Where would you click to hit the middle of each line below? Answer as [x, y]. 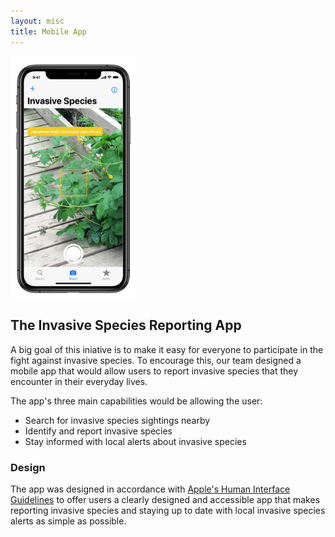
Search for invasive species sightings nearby [117, 420]
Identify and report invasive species [98, 431]
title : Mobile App [48, 31]
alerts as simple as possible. [68, 521]
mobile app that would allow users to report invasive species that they [154, 371]
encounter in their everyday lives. [79, 381]
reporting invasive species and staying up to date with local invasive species [168, 510]
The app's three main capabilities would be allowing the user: [136, 401]
